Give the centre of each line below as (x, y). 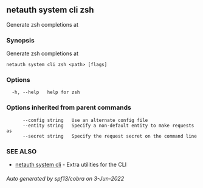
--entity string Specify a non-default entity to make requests (108, 126)
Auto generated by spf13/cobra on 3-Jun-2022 (65, 178)
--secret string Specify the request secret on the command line (110, 136)
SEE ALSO (22, 151)
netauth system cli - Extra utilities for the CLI (71, 164)
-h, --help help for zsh (46, 92)
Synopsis (20, 40)
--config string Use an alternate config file (85, 120)
